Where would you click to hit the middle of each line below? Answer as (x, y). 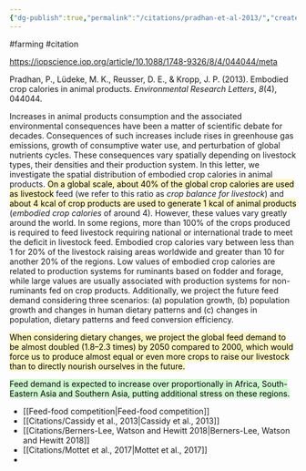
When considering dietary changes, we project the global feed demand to (148, 337)
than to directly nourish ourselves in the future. (97, 366)
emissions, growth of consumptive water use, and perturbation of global (145, 145)
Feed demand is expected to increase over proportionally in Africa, (135, 384)
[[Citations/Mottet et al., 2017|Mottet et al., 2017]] (115, 450)
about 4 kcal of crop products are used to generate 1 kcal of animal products (153, 203)
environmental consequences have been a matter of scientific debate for (146, 126)
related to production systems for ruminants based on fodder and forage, (147, 271)
